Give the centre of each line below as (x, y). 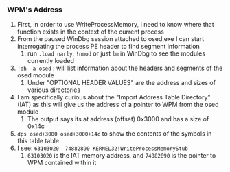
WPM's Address (35, 10)
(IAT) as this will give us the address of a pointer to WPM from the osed (118, 105)
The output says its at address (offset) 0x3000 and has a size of (118, 119)
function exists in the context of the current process (91, 32)
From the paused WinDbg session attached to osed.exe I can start (111, 39)
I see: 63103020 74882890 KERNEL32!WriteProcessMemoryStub (103, 148)
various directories (54, 90)
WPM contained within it (62, 163)
